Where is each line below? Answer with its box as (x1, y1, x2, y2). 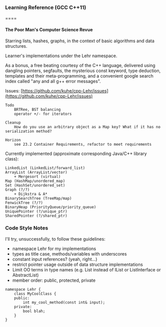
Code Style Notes (5, 225, 49, 232)
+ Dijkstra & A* (14, 191, 48, 196)
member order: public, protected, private (12, 277, 96, 283)
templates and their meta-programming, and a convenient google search (5, 73, 154, 79)
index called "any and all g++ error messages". (5, 78, 101, 84)
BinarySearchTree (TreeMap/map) (5, 196, 72, 201)
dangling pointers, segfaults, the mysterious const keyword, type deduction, (5, 68, 161, 74)
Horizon (5, 137, 21, 143)
